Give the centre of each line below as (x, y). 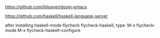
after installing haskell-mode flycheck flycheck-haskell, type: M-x (70, 25)
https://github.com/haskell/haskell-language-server (56, 16)
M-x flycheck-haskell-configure (49, 30)
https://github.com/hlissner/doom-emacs (46, 7)
